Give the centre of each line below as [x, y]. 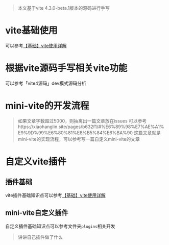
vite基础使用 [31, 31]
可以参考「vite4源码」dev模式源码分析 [46, 83]
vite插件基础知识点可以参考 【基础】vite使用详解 [55, 195]
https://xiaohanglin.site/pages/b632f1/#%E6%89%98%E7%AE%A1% [91, 127]
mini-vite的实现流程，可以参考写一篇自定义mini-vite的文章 [79, 139]
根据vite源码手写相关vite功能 [66, 68]
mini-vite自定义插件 [37, 213]
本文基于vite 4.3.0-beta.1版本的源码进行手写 [64, 8]
